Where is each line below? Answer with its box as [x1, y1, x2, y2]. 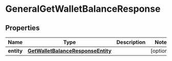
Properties [5, 24, 40, 32]
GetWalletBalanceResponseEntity [27, 47, 112, 54]
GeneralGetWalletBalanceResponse [5, 3, 161, 15]
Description [116, 39, 146, 46]
